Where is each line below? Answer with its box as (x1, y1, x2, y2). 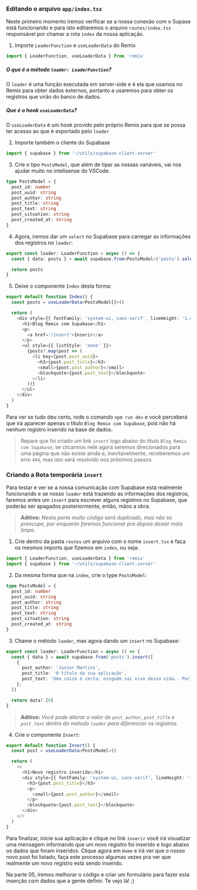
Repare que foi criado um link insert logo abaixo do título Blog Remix (20, 437, 187, 444)
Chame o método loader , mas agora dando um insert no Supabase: (14, 637, 180, 644)
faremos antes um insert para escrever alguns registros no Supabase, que (6, 497, 188, 504)
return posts (11, 267, 43, 272)
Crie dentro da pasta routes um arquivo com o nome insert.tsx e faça (14, 538, 186, 545)
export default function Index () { (6, 294, 93, 300)
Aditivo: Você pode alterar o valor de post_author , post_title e (20, 713, 175, 720)
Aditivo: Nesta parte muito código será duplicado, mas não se (20, 514, 172, 521)
